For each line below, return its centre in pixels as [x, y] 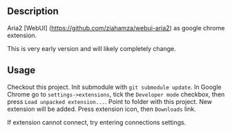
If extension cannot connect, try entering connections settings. [97, 122]
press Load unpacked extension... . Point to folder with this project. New [110, 101]
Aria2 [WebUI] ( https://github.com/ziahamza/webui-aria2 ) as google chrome [116, 28]
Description [33, 11]
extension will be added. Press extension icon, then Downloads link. [102, 109]
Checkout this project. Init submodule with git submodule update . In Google [115, 87]
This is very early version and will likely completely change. [91, 48]
